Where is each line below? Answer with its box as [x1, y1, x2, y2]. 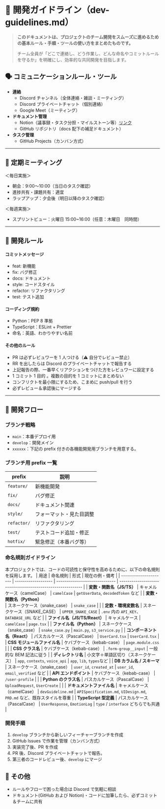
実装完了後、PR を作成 [12, 744, 58, 750]
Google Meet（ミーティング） [19, 107, 80, 113]
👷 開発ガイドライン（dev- [5, 4, 110, 16]
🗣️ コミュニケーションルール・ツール [5, 72, 117, 81]
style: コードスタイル [12, 282, 55, 288]
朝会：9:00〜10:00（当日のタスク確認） [12, 183, 93, 189]
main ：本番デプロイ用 [12, 434, 56, 440]
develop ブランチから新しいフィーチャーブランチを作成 [12, 732, 124, 738]
